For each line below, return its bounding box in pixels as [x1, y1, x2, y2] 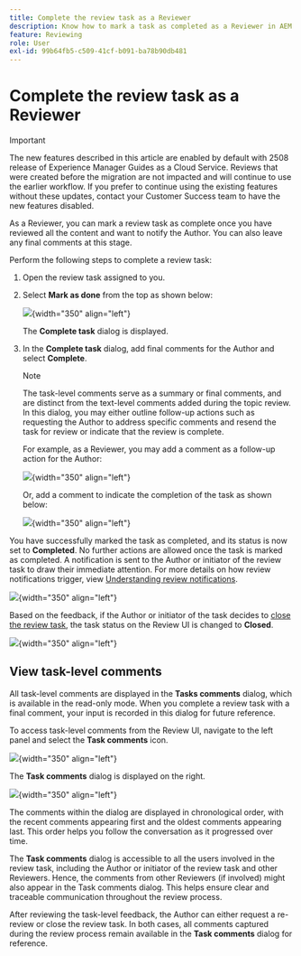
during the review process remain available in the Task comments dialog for [9, 928, 293, 939]
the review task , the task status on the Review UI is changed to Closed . [9, 620, 274, 631]
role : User [9, 38, 50, 48]
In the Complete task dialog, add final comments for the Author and [22, 343, 275, 354]
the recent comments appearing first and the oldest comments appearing [9, 816, 282, 827]
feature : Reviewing [9, 30, 83, 39]
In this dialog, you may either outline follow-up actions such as [22, 408, 255, 418]
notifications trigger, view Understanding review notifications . [9, 574, 239, 585]
